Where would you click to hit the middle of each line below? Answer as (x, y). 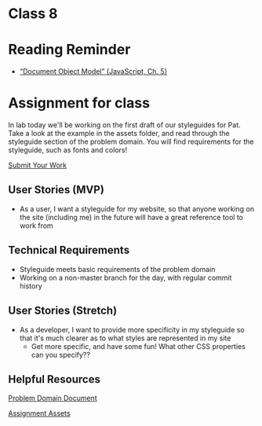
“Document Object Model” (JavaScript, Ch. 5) (93, 72)
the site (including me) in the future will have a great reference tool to (131, 217)
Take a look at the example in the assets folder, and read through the (119, 134)
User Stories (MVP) (56, 190)
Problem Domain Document (53, 398)
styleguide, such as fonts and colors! (68, 150)
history (31, 286)
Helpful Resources (54, 379)
